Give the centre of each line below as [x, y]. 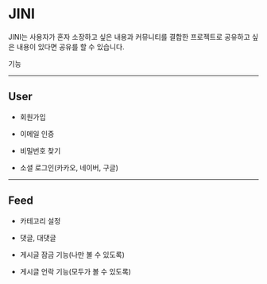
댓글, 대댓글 [38, 237]
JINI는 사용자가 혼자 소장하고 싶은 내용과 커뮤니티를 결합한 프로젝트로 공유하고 [129, 37]
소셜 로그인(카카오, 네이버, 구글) [69, 167]
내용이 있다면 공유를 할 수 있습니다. [70, 47]
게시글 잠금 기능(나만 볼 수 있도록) [72, 255]
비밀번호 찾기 [40, 150]
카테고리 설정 [40, 220]
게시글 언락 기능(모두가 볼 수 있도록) [75, 271]
